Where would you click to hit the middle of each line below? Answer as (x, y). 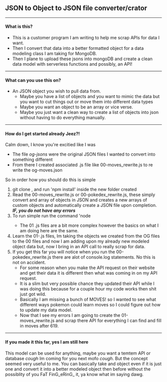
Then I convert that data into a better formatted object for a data (78, 48)
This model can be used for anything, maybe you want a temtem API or (78, 353)
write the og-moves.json (37, 170)
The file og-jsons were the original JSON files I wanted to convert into (84, 154)
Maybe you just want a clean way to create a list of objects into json (89, 112)
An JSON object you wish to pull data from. (56, 91)
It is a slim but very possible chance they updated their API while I (87, 284)
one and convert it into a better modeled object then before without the (78, 369)
